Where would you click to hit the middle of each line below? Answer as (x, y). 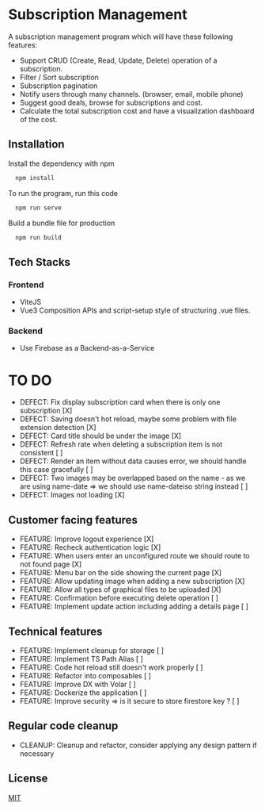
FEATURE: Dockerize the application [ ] (83, 693)
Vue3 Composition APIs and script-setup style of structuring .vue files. (135, 310)
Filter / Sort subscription (59, 77)
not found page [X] (51, 564)
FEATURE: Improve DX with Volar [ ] (78, 684)
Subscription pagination (59, 86)
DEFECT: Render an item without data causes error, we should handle (133, 461)
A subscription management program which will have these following (121, 36)
